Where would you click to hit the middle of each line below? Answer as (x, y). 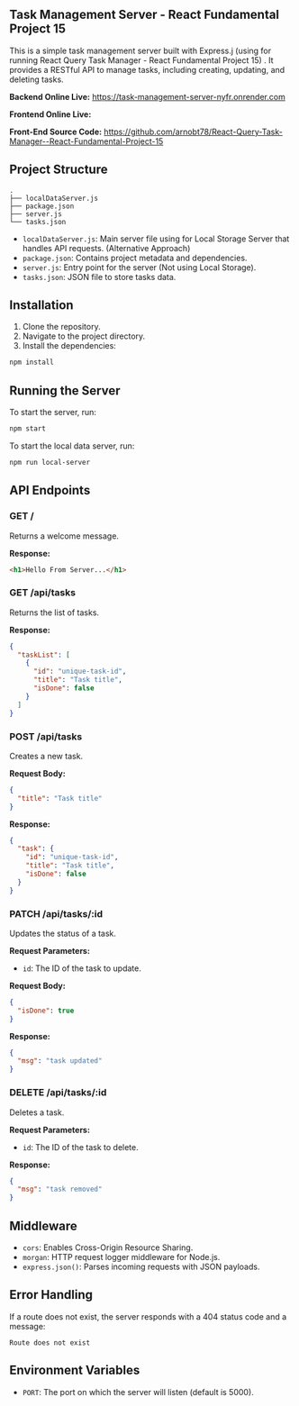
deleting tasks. (37, 79)
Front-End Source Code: (55, 132)
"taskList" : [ (44, 655)
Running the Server (65, 390)
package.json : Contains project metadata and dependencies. (135, 258)
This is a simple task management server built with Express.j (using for (140, 50)
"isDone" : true (46, 1011)
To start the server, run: (53, 413)
